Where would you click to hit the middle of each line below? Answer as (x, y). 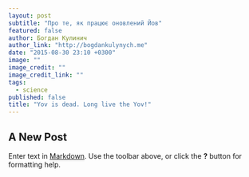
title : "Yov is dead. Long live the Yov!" (80, 104)
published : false (37, 97)
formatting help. (35, 164)
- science (32, 90)
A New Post (38, 137)
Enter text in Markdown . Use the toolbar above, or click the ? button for (125, 155)
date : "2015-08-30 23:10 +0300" (62, 53)
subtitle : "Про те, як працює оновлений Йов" (85, 23)
